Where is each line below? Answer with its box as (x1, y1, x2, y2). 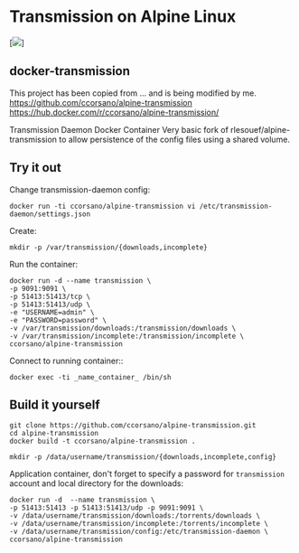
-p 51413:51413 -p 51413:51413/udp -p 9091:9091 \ (9, 503, 204, 512)
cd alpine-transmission (9, 429, 99, 438)
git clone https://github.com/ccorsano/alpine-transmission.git (9, 421, 257, 430)
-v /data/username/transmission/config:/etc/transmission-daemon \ (9, 527, 269, 537)
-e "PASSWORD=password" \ (9, 315, 107, 324)
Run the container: (9, 258, 79, 269)
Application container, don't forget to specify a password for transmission (9, 468, 285, 480)
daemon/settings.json (9, 210, 91, 219)
